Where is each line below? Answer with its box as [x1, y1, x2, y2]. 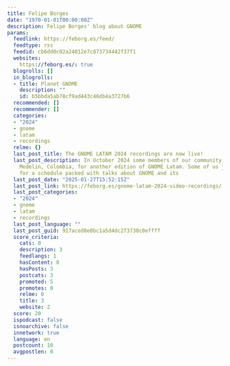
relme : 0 [19, 291, 44, 298]
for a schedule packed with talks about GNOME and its [19, 170, 179, 176]
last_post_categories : [13, 189, 78, 196]
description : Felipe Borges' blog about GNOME [7, 23, 142, 30]
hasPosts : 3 [19, 265, 53, 272]
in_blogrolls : [13, 73, 53, 81]
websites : [13, 55, 41, 62]
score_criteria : [13, 233, 60, 240]
